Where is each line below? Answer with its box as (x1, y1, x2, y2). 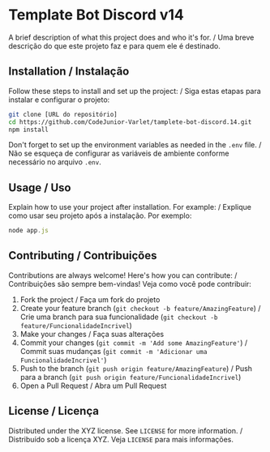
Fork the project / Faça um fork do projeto (19, 294, 161, 305)
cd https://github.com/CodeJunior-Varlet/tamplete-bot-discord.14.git (8, 117, 252, 126)
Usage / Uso (8, 181, 71, 194)
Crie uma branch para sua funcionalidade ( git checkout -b (19, 312, 218, 322)
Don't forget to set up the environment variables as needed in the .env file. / (8, 140, 262, 150)
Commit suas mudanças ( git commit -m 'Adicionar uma (19, 346, 208, 356)
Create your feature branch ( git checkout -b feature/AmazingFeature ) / (19, 303, 261, 313)
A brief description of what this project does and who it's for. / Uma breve (8, 32, 255, 42)
